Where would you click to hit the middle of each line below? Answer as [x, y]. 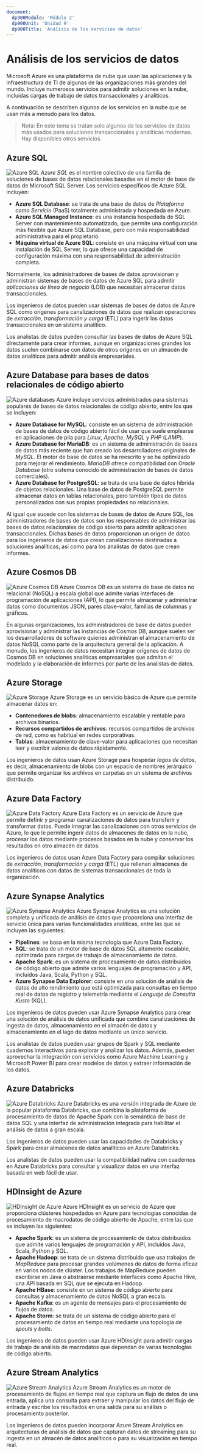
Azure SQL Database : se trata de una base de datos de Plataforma [100, 204]
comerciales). [32, 476]
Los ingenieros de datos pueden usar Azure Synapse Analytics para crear [99, 1013]
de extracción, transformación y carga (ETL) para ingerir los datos [90, 318]
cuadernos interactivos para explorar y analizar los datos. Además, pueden [100, 1050]
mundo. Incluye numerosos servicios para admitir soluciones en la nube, [97, 89]
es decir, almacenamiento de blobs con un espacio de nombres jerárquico [99, 766]
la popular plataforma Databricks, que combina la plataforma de [86, 1110]
